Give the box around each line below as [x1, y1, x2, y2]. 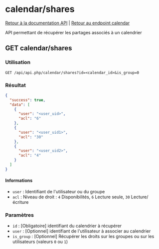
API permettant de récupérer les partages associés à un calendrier [5, 29, 142, 35]
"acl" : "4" [18, 153, 41, 158]
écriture [12, 199, 29, 205]
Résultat [5, 82, 26, 88]
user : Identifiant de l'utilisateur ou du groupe [12, 189, 105, 194]
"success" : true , [9, 97, 46, 102]
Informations [5, 177, 33, 183]
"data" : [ [9, 102, 30, 107]
